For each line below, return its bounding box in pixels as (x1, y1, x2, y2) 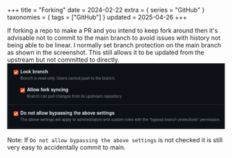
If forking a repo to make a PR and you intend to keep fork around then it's (7, 27, 218, 34)
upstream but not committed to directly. (7, 56, 120, 64)
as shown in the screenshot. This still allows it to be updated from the (7, 48, 205, 56)
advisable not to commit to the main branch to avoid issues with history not (7, 34, 221, 42)
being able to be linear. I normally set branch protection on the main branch (7, 41, 222, 49)
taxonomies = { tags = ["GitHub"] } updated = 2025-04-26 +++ (7, 13, 188, 21)
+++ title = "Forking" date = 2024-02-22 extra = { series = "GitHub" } (7, 6, 205, 14)
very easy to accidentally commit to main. (7, 143, 126, 151)
